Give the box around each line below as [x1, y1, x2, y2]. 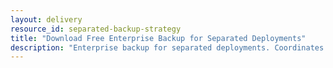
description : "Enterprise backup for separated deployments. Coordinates [10, 42, 325, 53]
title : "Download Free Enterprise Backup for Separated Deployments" [10, 33, 307, 43]
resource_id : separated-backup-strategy [10, 24, 182, 34]
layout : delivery [10, 14, 83, 25]
